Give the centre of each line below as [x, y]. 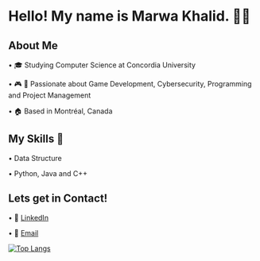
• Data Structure [35, 158]
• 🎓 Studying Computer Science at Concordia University [102, 65]
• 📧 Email [23, 232]
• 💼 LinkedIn [29, 217]
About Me [33, 46]
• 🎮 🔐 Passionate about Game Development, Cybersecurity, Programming [130, 84]
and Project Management [50, 95]
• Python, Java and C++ [48, 173]
